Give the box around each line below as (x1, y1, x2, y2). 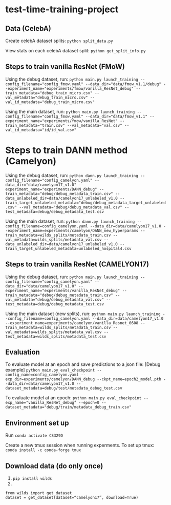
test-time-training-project (5, 4, 119, 15)
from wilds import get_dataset (5, 491, 72, 496)
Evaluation (5, 347, 40, 356)
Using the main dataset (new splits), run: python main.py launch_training (5, 310, 161, 317)
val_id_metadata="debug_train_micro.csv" (5, 99, 95, 105)
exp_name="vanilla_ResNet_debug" (5, 400, 77, 405)
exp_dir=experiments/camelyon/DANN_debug (5, 377, 95, 382)
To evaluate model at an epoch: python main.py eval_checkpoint (5, 395, 142, 401)
